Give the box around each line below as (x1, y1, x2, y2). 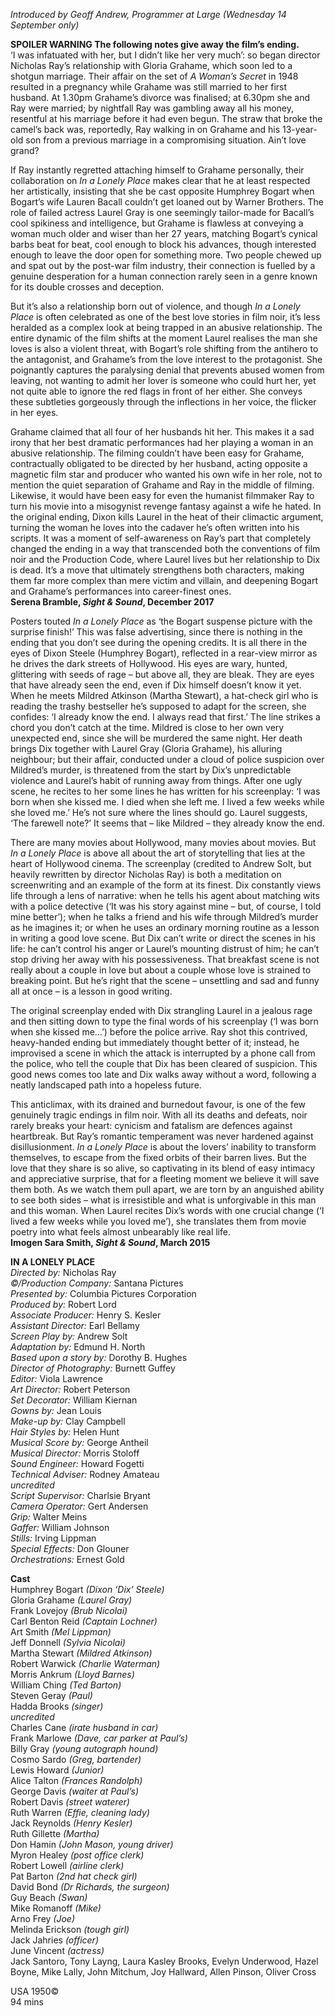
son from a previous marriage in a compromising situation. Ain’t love (25, 134, 307, 146)
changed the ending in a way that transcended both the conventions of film (10, 543, 321, 554)
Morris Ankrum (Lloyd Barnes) (10, 1669, 135, 1680)
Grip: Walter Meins (10, 1511, 88, 1523)
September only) (10, 19, 80, 31)
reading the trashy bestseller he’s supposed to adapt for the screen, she (10, 700, 307, 712)
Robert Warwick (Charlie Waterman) (10, 1658, 161, 1669)
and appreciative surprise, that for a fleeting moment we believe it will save (10, 1173, 320, 1184)
